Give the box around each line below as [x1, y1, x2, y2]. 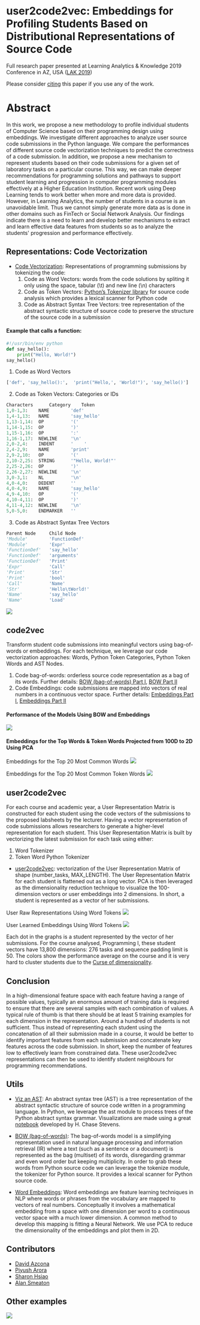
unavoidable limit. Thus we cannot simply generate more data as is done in [6, 204, 191, 211]
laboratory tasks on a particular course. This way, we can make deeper [6, 165, 181, 173]
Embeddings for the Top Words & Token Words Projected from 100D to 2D [6, 737, 193, 744]
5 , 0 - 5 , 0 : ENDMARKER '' [6, 508, 77, 514]
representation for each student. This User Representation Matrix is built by [6, 829, 192, 837]
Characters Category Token [6, 402, 95, 408]
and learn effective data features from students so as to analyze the [6, 223, 174, 230]
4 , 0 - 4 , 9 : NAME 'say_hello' [6, 485, 101, 492]
